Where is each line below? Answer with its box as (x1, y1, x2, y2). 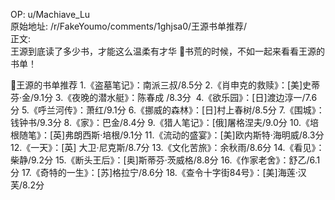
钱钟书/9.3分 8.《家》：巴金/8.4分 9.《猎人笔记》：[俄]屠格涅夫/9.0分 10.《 (10, 117, 310, 128)
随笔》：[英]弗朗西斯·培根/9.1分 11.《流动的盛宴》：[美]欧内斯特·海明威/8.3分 (18, 129, 325, 141)
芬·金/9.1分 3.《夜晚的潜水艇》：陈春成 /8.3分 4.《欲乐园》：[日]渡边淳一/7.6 (10, 92, 318, 103)
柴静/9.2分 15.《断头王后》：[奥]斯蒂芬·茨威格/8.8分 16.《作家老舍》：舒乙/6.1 (10, 154, 321, 166)
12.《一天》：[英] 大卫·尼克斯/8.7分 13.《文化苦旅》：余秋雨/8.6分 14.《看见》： (10, 142, 325, 153)
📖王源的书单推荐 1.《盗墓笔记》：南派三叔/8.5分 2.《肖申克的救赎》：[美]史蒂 (10, 79, 321, 91)
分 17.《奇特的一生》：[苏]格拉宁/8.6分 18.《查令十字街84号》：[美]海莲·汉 (10, 167, 307, 178)
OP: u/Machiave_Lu (10, 9, 91, 20)
